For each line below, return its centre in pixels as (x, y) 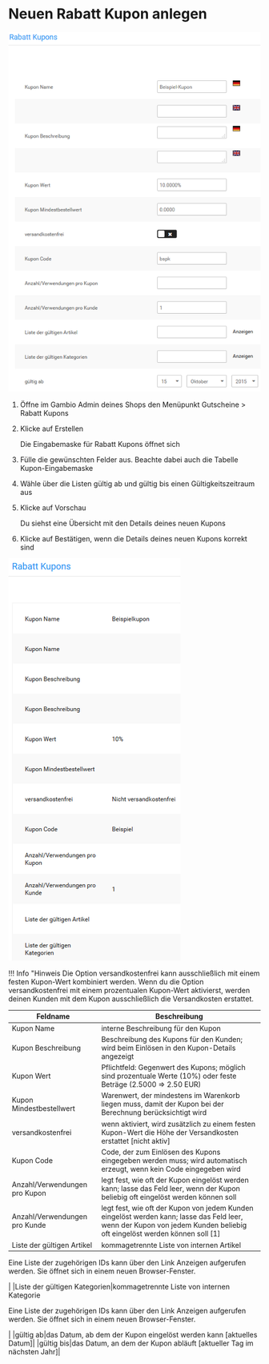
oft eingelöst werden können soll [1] (161, 1233)
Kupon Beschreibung (46, 1048)
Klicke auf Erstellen (52, 429)
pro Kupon (29, 1193)
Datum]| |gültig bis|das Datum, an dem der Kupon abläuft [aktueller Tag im (131, 1343)
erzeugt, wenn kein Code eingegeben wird (171, 1169)
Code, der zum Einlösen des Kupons (161, 1152)
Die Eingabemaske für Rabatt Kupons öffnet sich (100, 444)
